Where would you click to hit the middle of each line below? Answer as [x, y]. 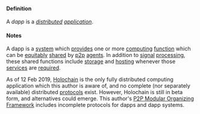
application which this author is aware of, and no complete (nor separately [98, 86]
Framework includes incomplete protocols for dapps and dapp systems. [95, 105]
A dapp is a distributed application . [50, 22]
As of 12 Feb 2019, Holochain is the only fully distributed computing [90, 79]
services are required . [34, 68]
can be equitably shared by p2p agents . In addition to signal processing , [96, 55]
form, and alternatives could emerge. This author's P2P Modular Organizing [100, 98]
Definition [19, 8]
